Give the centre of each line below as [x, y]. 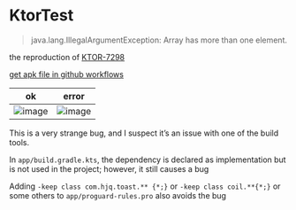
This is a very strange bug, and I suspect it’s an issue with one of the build [144, 133]
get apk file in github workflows [66, 74]
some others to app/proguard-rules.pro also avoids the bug [118, 195]
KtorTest [42, 16]
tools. [19, 142]
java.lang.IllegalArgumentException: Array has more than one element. [159, 40]
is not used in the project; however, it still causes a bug [109, 168]
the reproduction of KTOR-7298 [67, 57]
